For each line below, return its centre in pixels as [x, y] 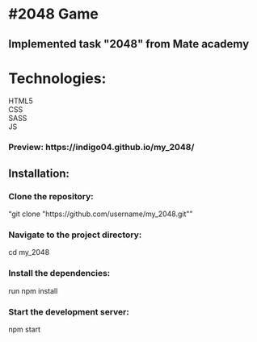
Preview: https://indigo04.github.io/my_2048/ [101, 148]
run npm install [33, 290]
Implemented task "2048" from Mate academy [129, 44]
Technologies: [57, 78]
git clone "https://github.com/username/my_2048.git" [101, 214]
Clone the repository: [51, 196]
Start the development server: [69, 311]
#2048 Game [53, 14]
